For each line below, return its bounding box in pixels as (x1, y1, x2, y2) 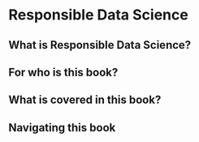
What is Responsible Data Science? (8, 38, 192, 52)
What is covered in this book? (8, 93, 162, 107)
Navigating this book (8, 120, 116, 135)
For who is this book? (8, 65, 119, 79)
